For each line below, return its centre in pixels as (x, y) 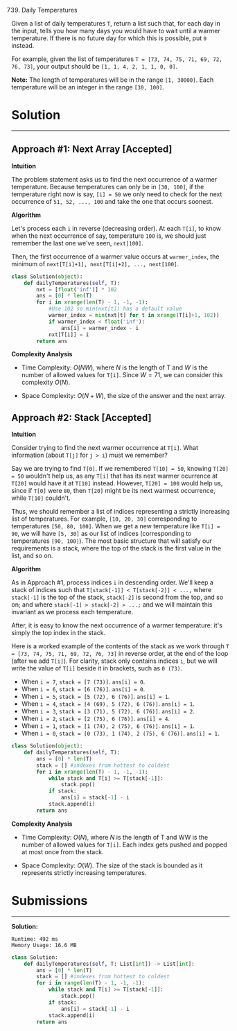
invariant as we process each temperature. (72, 612)
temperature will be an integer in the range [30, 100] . (88, 87)
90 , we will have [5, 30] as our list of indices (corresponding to (102, 534)
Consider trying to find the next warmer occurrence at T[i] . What (105, 448)
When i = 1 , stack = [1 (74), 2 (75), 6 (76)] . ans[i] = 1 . (108, 726)
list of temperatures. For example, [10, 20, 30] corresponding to (104, 519)
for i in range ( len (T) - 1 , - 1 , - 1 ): (91, 983)
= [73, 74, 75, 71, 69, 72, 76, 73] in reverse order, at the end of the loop (120, 654)
